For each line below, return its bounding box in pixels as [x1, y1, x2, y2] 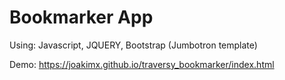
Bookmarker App [9, 6, 154, 29]
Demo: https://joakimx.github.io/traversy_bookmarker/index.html [9, 58, 275, 70]
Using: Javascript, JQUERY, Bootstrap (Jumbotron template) [9, 39, 258, 51]
